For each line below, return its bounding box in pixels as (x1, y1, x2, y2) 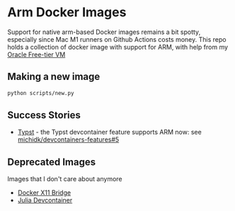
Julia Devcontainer (17, 196, 73, 205)
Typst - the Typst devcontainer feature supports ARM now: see (17, 128, 202, 137)
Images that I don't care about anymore (7, 175, 122, 183)
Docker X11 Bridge (17, 188, 71, 197)
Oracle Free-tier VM (7, 50, 66, 59)
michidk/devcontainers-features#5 (17, 135, 120, 144)
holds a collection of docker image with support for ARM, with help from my (7, 42, 229, 51)
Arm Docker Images (7, 4, 127, 21)
